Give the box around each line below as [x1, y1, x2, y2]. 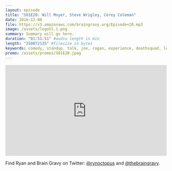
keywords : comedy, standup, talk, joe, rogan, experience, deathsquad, [5, 46, 161, 51]
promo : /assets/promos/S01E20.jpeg [5, 50, 81, 55]
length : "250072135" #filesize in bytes [5, 41, 93, 46]
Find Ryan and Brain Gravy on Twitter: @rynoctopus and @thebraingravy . [5, 160, 160, 166]
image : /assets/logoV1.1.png [5, 27, 68, 32]
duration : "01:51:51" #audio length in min [5, 36, 100, 42]
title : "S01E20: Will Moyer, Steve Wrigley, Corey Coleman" [5, 12, 137, 17]
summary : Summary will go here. [5, 31, 74, 36]
